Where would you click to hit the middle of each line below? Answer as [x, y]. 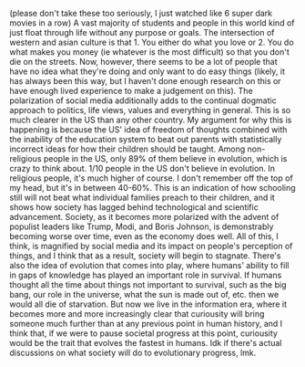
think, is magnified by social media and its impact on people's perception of [151, 246]
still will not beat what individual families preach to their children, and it [142, 197]
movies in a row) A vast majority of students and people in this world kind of [152, 23]
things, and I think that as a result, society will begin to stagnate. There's [145, 256]
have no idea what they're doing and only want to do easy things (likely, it [147, 71]
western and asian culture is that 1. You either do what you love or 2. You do [152, 42]
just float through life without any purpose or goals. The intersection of [142, 32]
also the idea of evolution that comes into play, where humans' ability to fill [149, 265]
